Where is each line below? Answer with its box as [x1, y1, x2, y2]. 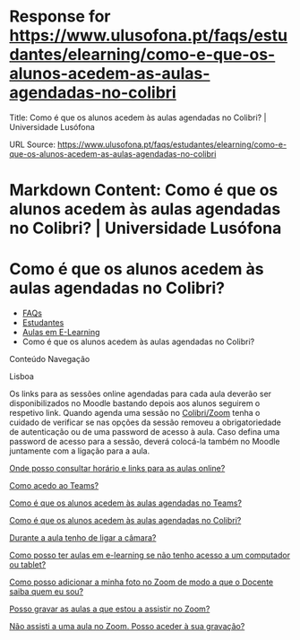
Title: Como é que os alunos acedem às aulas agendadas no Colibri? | [9, 112, 267, 123]
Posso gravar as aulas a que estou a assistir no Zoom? [9, 603, 210, 615]
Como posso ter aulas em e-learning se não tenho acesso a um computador [9, 549, 291, 561]
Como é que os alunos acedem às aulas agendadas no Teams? [9, 497, 242, 508]
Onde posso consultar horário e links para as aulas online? [9, 463, 226, 474]
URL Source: [9, 139, 56, 150]
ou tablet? [9, 559, 47, 570]
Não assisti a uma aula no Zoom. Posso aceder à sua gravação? [9, 621, 245, 632]
